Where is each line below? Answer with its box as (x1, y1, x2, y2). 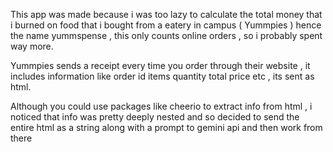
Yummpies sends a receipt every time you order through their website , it (10, 60, 311, 71)
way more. (10, 40, 54, 52)
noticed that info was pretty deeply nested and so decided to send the (10, 111, 300, 123)
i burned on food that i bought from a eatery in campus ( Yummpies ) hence (10, 19, 322, 31)
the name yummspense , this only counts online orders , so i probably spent (10, 30, 323, 41)
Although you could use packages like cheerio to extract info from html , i (10, 100, 313, 112)
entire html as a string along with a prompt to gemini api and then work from (10, 122, 323, 133)
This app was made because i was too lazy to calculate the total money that (10, 9, 323, 20)
